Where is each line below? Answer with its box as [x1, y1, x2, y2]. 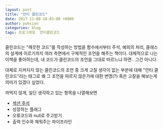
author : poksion [5, 21, 39, 26]
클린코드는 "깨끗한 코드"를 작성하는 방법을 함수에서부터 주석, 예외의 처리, [5, 44, 145, 50]
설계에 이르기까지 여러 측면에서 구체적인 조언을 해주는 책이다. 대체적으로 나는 [10, 50, 158, 56]
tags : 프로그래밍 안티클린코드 [5, 30, 60, 35]
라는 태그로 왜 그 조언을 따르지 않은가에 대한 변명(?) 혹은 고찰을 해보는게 [19, 73, 158, 79]
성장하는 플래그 [12, 106, 42, 112]
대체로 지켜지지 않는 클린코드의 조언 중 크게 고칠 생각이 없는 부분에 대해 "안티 [5, 67, 153, 73]
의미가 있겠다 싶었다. [5, 79, 45, 85]
